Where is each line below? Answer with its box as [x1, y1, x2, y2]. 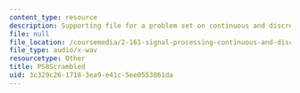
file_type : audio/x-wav [9, 46, 98, 55]
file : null [9, 29, 50, 38]
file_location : [9, 37, 66, 47]
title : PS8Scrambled [9, 63, 87, 72]
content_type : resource [9, 12, 98, 22]
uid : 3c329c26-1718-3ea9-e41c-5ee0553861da [9, 71, 174, 80]
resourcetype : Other [9, 54, 87, 63]
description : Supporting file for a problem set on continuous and [9, 21, 266, 30]
